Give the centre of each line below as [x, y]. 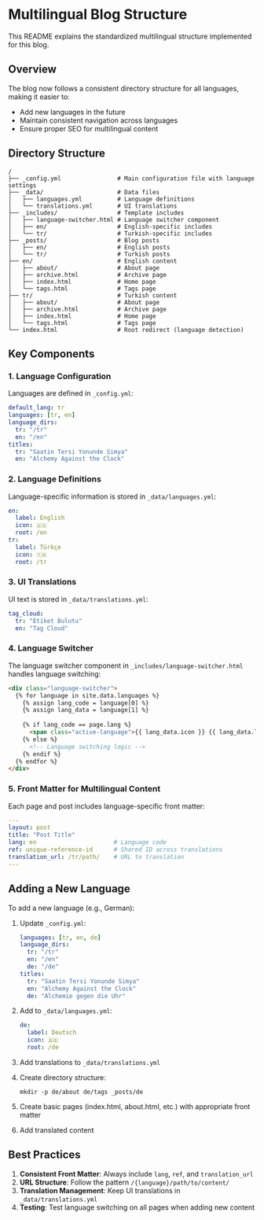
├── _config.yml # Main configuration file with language [132, 179]
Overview [33, 70]
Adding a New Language [70, 889]
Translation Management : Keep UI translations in [100, 1190]
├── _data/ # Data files [84, 192]
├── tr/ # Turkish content [93, 295]
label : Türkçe [38, 547]
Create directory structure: [62, 1077]
